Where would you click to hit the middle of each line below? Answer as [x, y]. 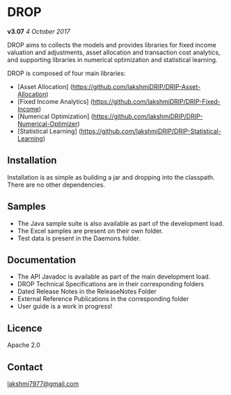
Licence [25, 328]
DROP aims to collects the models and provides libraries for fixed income [112, 45]
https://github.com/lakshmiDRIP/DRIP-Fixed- [157, 101]
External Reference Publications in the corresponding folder [103, 299]
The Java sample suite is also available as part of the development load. [120, 223]
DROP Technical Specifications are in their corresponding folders [111, 284]
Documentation [42, 260]
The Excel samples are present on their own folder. [90, 231]
